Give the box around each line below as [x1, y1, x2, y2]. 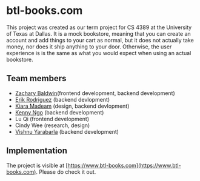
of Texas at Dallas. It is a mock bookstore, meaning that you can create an [6, 30, 191, 37]
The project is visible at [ [6, 162, 68, 169]
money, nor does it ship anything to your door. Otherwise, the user [6, 43, 172, 50]
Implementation [6, 146, 68, 156]
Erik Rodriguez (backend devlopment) [15, 96, 110, 103]
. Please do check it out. [36, 168, 96, 176]
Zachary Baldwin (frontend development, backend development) [15, 89, 176, 97]
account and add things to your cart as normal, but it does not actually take [6, 36, 194, 44]
